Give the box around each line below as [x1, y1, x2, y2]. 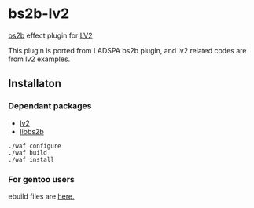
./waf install [8, 155, 55, 163]
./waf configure [8, 142, 61, 150]
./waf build [8, 148, 47, 157]
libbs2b [19, 126, 45, 136]
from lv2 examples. [8, 54, 71, 64]
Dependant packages [8, 100, 92, 111]
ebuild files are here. [8, 192, 75, 201]
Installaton [8, 77, 61, 90]
